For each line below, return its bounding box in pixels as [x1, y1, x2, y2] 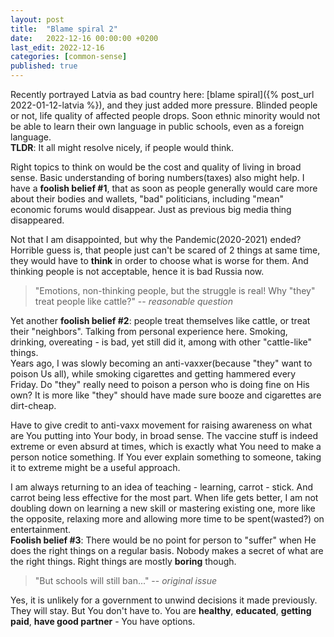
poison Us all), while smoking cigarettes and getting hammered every [10, 368, 297, 380]
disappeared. [10, 214, 65, 226]
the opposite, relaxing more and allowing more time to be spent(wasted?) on [10, 513, 325, 525]
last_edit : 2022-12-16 [10, 42, 105, 53]
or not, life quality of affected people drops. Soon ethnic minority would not [10, 110, 321, 121]
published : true [10, 61, 78, 71]
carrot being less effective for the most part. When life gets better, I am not [10, 492, 319, 503]
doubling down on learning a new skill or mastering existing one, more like [10, 502, 316, 514]
